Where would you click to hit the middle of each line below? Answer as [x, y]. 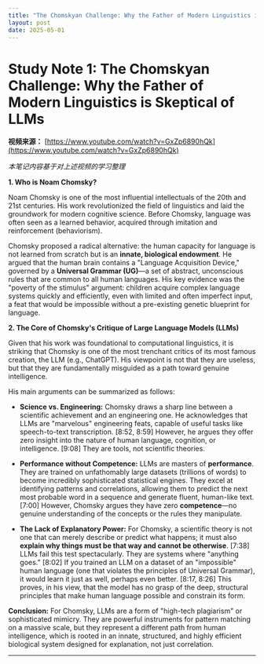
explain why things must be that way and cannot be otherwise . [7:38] [134, 545]
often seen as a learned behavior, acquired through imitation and [113, 223]
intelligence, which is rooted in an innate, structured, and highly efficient [125, 636]
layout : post [29, 23]
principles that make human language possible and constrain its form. [132, 596]
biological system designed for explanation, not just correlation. [111, 644]
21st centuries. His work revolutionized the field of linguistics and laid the [126, 206]
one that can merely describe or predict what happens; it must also [128, 538]
